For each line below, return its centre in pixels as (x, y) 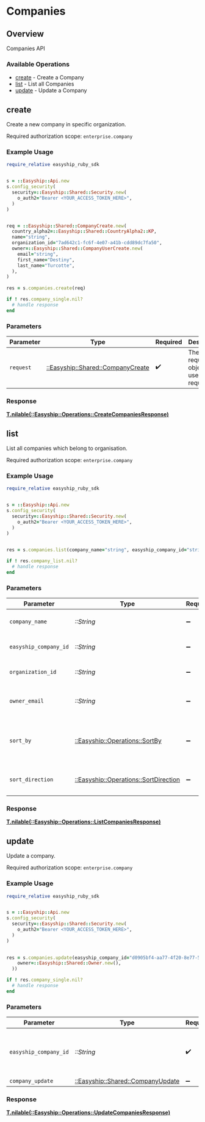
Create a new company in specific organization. (66, 125)
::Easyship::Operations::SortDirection (128, 780)
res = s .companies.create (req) (46, 288)
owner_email (27, 701)
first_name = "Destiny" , (46, 260)
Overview (25, 34)
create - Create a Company (49, 78)
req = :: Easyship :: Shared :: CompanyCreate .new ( (67, 226)
